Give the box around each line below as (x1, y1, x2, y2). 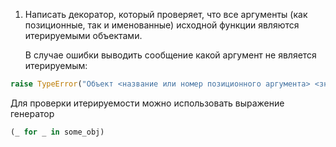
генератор (10, 107, 55, 119)
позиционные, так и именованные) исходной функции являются (24, 19, 300, 31)
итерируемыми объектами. (24, 30, 143, 41)
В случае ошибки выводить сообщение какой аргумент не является (24, 49, 317, 61)
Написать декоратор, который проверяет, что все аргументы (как (24, 9, 308, 20)
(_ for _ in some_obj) (10, 127, 105, 137)
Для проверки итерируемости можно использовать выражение (10, 97, 285, 109)
